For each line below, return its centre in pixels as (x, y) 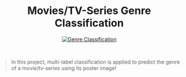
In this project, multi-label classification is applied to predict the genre (95, 62)
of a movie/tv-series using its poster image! (64, 68)
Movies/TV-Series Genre (89, 11)
